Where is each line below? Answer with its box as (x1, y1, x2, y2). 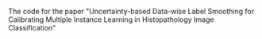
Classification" (8, 23, 56, 32)
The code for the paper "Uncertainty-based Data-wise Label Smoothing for (8, 7, 255, 16)
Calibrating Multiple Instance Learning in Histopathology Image (8, 15, 214, 24)
